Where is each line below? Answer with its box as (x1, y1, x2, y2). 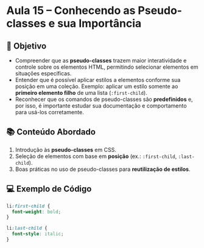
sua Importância (57, 16, 142, 30)
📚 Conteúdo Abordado (6, 127, 96, 137)
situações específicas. (15, 70, 72, 77)
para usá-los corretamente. (15, 109, 84, 115)
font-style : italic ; (12, 231, 64, 237)
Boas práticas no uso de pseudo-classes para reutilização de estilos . (15, 165, 191, 173)
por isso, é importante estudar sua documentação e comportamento (15, 102, 187, 109)
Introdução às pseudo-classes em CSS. (15, 146, 117, 153)
